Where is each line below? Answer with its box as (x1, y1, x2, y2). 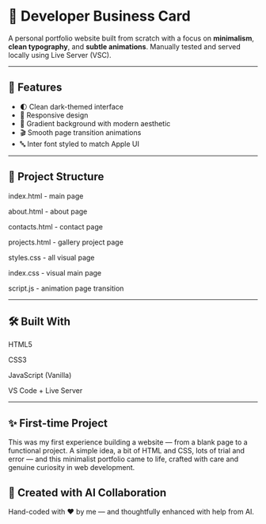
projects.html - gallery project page (8, 237, 124, 247)
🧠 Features (8, 81, 63, 94)
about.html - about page (8, 206, 88, 216)
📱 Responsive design (19, 110, 89, 120)
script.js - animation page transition (8, 283, 124, 293)
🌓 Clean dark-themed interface (19, 102, 124, 111)
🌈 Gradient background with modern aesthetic (19, 118, 171, 128)
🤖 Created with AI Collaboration (8, 486, 167, 499)
